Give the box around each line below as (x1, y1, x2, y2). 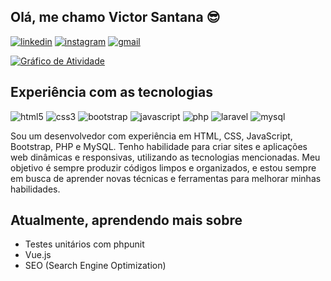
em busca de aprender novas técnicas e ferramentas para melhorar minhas (10, 172, 322, 184)
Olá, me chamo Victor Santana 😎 (10, 9, 221, 26)
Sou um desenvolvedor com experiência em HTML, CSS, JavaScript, (10, 130, 293, 142)
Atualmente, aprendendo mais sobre (10, 212, 243, 229)
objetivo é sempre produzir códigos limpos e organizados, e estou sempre (10, 161, 317, 174)
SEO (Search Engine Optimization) (24, 260, 167, 272)
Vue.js (24, 249, 52, 261)
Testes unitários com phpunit (24, 238, 145, 250)
